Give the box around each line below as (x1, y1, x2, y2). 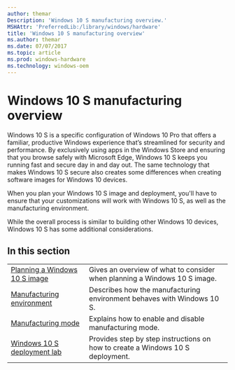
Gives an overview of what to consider (88, 265, 215, 275)
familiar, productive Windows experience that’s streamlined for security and (7, 138, 225, 146)
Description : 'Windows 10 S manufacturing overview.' (7, 17, 168, 24)
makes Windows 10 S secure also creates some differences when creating (7, 167, 222, 176)
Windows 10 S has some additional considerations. (7, 225, 154, 233)
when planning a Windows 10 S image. (88, 274, 217, 284)
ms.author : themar (7, 36, 61, 43)
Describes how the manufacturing (88, 285, 201, 295)
